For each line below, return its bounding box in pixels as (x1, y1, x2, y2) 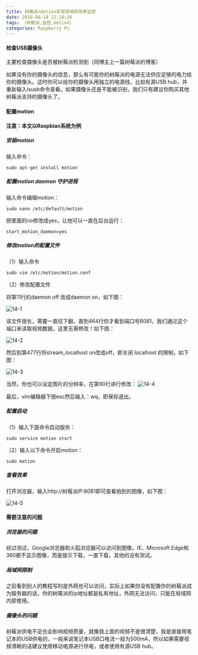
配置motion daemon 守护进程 (6, 178, 78, 185)
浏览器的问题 (6, 528, 37, 535)
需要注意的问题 (6, 514, 42, 521)
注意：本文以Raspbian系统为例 (6, 122, 81, 129)
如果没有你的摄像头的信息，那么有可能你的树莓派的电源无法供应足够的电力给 (6, 71, 192, 78)
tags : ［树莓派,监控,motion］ (6, 20, 74, 25)
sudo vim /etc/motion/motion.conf (6, 270, 91, 276)
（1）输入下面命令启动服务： (6, 424, 75, 431)
